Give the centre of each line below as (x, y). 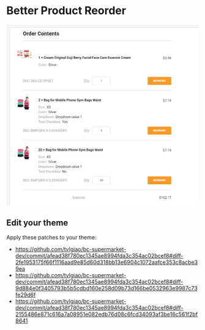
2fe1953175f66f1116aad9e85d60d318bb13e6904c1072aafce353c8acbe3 (106, 262)
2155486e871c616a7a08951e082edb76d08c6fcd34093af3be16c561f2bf (106, 314)
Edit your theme (37, 223)
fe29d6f (25, 295)
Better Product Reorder (66, 11)
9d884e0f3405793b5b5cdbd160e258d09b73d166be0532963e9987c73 (106, 288)
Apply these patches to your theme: (51, 238)
